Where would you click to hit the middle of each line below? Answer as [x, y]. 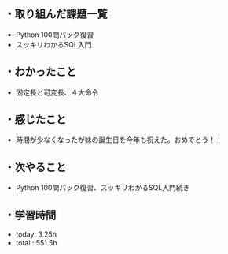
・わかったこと [40, 72]
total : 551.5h [36, 243]
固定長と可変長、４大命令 [57, 92]
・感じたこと [35, 120]
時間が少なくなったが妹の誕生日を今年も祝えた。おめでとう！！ [119, 140]
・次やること [35, 167]
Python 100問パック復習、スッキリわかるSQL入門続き [103, 188]
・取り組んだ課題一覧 [56, 14]
